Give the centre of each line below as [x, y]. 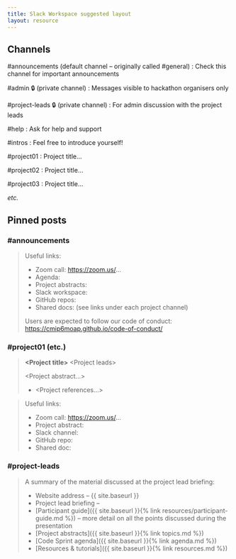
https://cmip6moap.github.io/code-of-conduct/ [94, 329]
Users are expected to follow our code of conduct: [98, 321]
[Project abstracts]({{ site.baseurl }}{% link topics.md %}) [119, 533]
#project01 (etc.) [36, 347]
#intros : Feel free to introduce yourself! [65, 143]
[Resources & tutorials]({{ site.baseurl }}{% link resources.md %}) [131, 548]
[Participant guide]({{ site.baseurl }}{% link [98, 510]
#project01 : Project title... [45, 156]
